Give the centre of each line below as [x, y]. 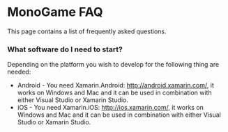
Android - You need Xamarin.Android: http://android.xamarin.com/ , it [115, 85]
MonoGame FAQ [55, 12]
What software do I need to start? [65, 49]
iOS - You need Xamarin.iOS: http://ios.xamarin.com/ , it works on [111, 108]
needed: [19, 72]
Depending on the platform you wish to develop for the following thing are [113, 65]
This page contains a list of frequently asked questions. [87, 31]
